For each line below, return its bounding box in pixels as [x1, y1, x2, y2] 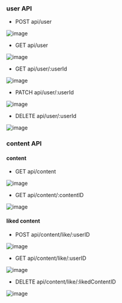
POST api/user [15, 18, 52, 26]
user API [6, 4, 32, 13]
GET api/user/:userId [15, 65, 67, 72]
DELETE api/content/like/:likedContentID [15, 278, 117, 285]
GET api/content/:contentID [15, 192, 84, 199]
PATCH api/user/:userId [15, 89, 74, 96]
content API [6, 139, 42, 148]
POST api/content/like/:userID [15, 231, 90, 238]
